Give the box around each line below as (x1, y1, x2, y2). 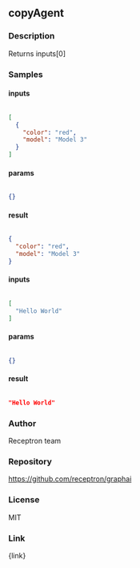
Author (8, 417, 37, 428)
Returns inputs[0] (8, 48, 66, 59)
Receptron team (8, 436, 62, 446)
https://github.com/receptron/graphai (8, 474, 132, 484)
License (8, 494, 40, 505)
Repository (8, 456, 52, 468)
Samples (8, 68, 43, 79)
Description (8, 30, 55, 42)
